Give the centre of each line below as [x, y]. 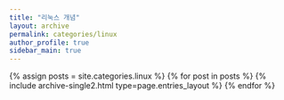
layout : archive [39, 26]
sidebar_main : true [45, 51]
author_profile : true [49, 42]
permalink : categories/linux [63, 34]
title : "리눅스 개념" [45, 17]
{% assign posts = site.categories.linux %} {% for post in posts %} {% [138, 76]
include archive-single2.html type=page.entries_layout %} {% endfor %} [142, 86]
